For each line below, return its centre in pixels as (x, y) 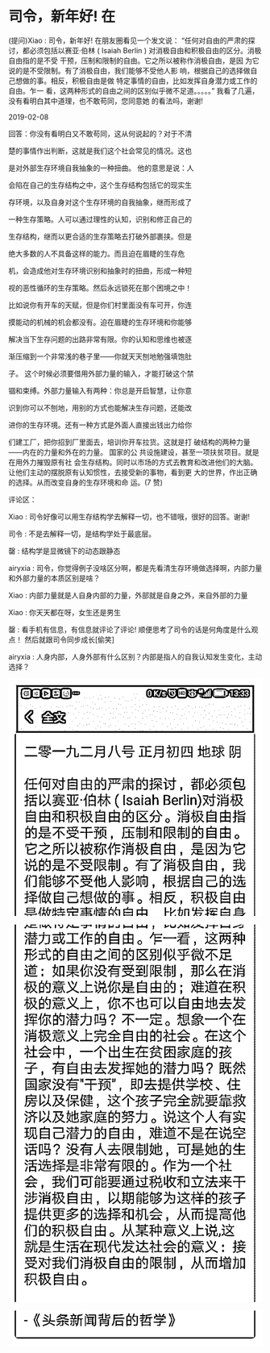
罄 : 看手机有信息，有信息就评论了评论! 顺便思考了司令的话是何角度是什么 (130, 629)
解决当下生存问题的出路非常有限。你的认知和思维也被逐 (100, 339)
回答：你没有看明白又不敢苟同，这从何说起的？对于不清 (100, 133)
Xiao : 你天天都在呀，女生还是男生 (65, 612)
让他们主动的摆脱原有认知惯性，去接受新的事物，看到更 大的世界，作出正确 (133, 472)
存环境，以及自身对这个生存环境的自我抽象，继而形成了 (100, 202)
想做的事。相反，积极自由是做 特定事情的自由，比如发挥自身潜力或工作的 (136, 81)
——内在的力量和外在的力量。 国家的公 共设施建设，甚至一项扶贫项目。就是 (134, 452)
